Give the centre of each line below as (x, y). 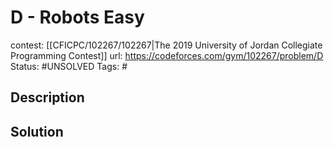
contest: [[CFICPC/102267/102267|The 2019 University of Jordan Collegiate (166, 45)
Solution (37, 131)
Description (47, 97)
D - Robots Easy (77, 17)
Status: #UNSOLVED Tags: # (69, 66)
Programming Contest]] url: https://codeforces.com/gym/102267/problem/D (167, 55)
